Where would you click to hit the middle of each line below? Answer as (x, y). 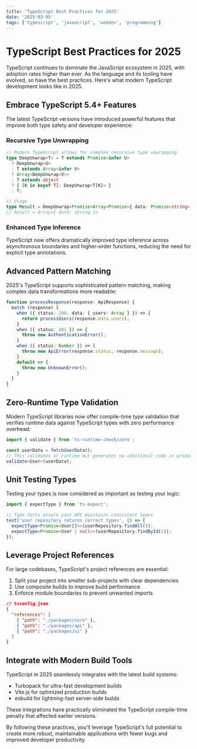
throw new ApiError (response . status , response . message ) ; (93, 352)
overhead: (18, 429)
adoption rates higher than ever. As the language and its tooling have (89, 74)
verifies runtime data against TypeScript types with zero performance (90, 423)
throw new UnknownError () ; (55, 367)
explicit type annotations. (37, 252)
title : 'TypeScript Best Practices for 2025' (62, 11)
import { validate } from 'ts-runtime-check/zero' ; (70, 440)
